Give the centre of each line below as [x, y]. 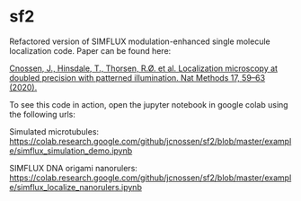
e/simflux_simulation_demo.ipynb [71, 151]
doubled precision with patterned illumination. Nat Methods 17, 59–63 [137, 77]
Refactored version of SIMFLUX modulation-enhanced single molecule [140, 41]
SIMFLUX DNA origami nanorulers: [73, 168]
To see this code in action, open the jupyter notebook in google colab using [149, 104]
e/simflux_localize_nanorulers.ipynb [75, 187]
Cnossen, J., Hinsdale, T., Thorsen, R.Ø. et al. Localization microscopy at [144, 68]
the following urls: [43, 114]
